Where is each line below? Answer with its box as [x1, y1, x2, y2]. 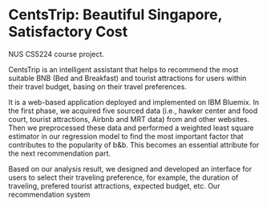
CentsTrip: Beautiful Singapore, [8, 6, 223, 24]
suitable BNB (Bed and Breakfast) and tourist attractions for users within [8, 73, 247, 83]
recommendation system [8, 189, 91, 199]
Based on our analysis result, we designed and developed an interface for [8, 164, 253, 173]
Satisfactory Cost [8, 22, 128, 41]
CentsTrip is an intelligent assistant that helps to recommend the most [8, 64, 239, 74]
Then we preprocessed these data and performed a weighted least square [8, 123, 254, 132]
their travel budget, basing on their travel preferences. [8, 82, 187, 91]
